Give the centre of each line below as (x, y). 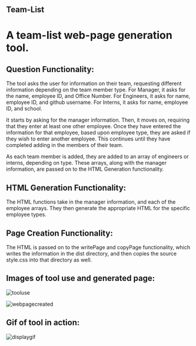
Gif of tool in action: (43, 323)
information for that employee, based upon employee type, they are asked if (98, 133)
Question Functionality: (50, 69)
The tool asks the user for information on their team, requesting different (94, 84)
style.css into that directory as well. (49, 260)
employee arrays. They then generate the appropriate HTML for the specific (98, 208)
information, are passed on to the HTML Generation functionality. (85, 169)
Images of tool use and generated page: (81, 278)
